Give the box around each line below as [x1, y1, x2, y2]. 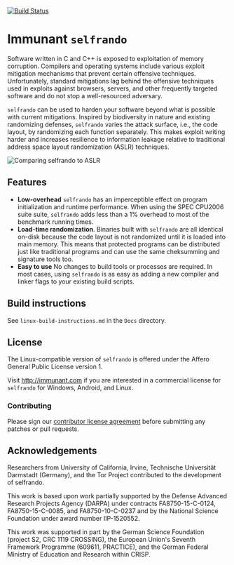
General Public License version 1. [7, 362, 103, 371]
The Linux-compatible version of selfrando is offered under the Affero [7, 355, 210, 364]
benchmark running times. [17, 218, 94, 226]
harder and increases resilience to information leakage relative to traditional [7, 135, 226, 143]
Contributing [7, 401, 52, 411]
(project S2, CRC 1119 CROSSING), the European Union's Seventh [7, 536, 196, 544]
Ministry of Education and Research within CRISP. [7, 550, 151, 559]
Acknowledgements [7, 445, 97, 457]
